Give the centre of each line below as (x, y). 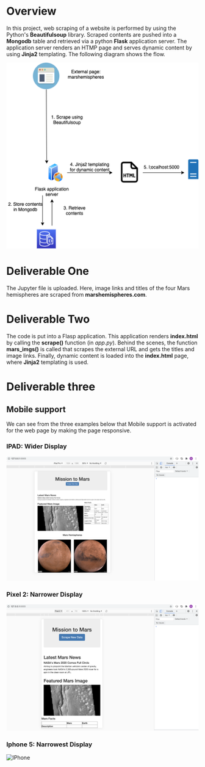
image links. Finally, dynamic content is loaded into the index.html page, (98, 355)
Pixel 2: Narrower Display (45, 594)
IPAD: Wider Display (37, 446)
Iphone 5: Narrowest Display (49, 744)
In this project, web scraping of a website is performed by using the (91, 28)
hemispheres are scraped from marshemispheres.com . (77, 295)
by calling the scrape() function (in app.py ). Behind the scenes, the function (102, 343)
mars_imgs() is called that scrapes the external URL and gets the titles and (100, 349)
